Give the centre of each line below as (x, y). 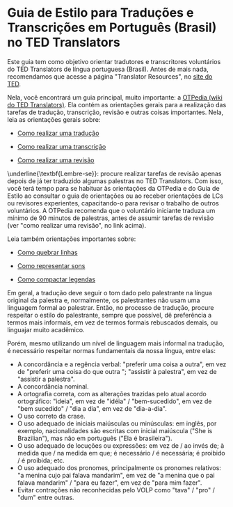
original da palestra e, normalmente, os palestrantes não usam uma (104, 300)
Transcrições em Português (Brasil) (112, 28)
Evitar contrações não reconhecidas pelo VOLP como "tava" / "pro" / (116, 490)
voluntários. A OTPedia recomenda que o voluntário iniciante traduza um (111, 210)
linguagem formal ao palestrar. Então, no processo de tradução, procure (111, 307)
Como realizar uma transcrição (62, 146)
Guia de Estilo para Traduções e (101, 13)
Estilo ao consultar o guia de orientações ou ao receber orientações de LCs (115, 196)
